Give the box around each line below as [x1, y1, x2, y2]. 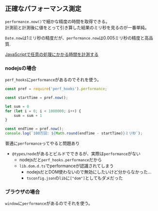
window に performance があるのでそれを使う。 [5, 200, 93, 206]
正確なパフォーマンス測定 [5, 4, 81, 13]
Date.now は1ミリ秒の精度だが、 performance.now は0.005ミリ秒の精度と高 [5, 35, 149, 40]
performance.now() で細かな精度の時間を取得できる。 [5, 19, 110, 24]
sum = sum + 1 [14, 113, 42, 118]
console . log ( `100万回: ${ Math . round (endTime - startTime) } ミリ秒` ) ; [5, 131, 143, 136]
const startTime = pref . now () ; [5, 95, 68, 100]
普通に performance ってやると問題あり [5, 140, 80, 146]
